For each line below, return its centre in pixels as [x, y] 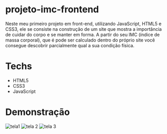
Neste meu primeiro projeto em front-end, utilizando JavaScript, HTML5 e [83, 24]
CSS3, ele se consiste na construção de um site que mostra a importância [83, 29]
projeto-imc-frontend [52, 9]
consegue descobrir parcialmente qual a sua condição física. [70, 45]
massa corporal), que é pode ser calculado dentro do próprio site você [80, 40]
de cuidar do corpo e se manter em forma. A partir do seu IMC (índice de [83, 34]
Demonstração [38, 112]
